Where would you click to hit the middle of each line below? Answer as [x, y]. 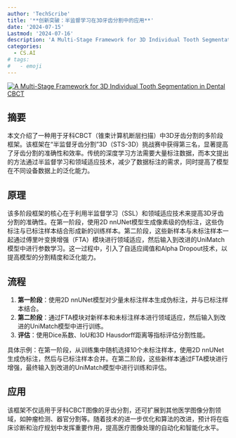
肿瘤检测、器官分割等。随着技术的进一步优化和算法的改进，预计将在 [124, 418]
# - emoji [25, 66]
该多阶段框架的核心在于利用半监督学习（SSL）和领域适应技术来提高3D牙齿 [116, 213]
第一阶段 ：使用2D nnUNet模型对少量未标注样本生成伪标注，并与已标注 [120, 300]
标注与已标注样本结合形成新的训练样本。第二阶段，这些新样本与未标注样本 [115, 231]
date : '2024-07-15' [36, 27]
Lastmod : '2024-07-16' [40, 33]
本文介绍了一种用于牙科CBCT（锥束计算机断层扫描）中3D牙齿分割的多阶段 [115, 136]
